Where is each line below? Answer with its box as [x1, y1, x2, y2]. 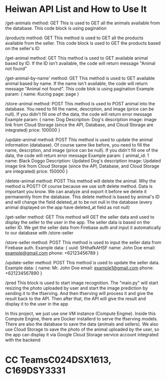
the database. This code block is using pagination [5, 25, 107, 31]
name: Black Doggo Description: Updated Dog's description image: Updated [5, 157, 161, 163]
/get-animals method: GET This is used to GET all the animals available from [5, 20, 160, 26]
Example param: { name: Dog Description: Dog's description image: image [5, 116, 157, 122]
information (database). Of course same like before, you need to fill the [5, 142, 150, 148]
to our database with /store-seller [5, 229, 73, 235]
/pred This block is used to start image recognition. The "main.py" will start [5, 280, 159, 286]
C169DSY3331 [5, 365, 66, 376]
